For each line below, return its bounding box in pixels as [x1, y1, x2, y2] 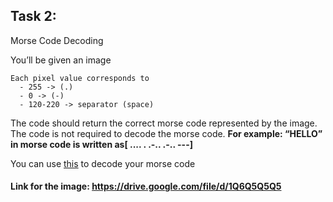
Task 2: [10, 8, 57, 25]
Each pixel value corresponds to [10, 73, 150, 83]
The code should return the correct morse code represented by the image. [10, 117, 318, 129]
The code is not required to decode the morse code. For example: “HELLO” [10, 127, 323, 139]
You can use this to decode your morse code [10, 157, 196, 169]
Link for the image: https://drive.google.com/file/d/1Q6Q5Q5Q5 [10, 180, 282, 193]
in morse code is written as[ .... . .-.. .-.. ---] [10, 138, 193, 150]
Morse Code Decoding [10, 34, 104, 46]
